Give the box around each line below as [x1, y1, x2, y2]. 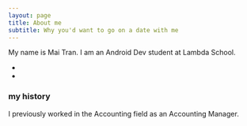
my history [8, 91, 51, 102]
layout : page [8, 11, 51, 20]
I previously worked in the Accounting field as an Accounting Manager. [8, 109, 239, 118]
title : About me [8, 19, 62, 27]
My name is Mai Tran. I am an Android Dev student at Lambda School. [8, 48, 236, 57]
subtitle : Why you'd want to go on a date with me [8, 26, 179, 34]
